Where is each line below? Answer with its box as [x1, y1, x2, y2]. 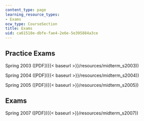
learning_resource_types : [5, 12, 60, 17]
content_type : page [5, 7, 46, 13]
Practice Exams [5, 49, 56, 58]
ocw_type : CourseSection [5, 21, 58, 27]
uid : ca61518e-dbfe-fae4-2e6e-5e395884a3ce [5, 31, 99, 36]
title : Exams [5, 26, 33, 31]
